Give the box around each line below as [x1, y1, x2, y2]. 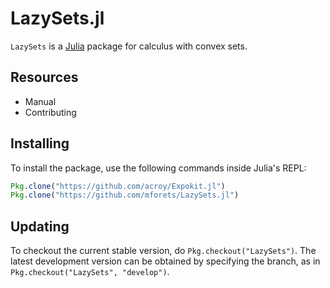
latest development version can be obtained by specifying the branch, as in [10, 255, 321, 267]
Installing [10, 135, 70, 152]
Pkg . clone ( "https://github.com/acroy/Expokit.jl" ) [10, 181, 226, 191]
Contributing [24, 106, 77, 118]
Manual [24, 95, 57, 107]
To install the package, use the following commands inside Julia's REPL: [10, 162, 307, 174]
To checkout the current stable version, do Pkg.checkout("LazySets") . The [10, 245, 317, 257]
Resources [10, 69, 79, 86]
